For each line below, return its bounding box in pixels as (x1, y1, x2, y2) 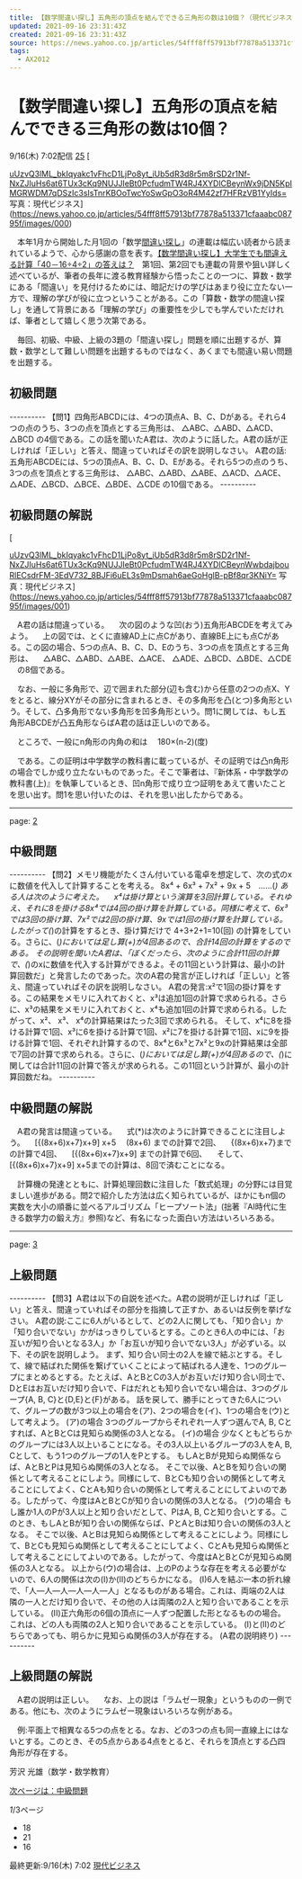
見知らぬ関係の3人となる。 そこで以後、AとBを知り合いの (64, 1462, 279, 1472)
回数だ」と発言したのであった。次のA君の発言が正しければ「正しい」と (16, 971, 283, 981)
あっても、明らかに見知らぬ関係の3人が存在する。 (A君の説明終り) (32, 1630, 279, 1641)
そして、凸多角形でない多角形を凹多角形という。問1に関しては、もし (24, 705, 279, 716)
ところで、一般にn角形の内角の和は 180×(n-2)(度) (16, 736, 209, 747)
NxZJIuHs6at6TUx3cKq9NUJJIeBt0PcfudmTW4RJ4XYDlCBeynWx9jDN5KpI (9, 177, 293, 189)
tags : (9, 47, 30, 56)
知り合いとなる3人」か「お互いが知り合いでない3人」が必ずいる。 (32, 1338, 279, 1348)
